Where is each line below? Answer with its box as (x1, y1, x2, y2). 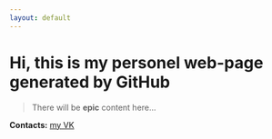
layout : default (9, 13, 71, 23)
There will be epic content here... (31, 102, 156, 113)
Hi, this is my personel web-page (9, 52, 264, 73)
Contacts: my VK (9, 119, 75, 130)
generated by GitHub (9, 72, 171, 92)
